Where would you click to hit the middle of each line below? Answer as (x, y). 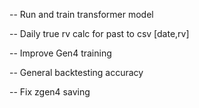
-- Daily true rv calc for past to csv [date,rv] (99, 33)
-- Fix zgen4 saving (50, 92)
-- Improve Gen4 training (60, 53)
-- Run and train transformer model (81, 14)
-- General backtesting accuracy (76, 72)
